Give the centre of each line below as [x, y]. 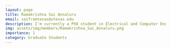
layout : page [19, 10]
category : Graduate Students [36, 38]
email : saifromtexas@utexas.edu [39, 19]
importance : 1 [20, 33]
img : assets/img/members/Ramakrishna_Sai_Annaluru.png [65, 28]
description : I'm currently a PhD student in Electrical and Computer [82, 24]
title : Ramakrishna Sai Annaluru [41, 14]
